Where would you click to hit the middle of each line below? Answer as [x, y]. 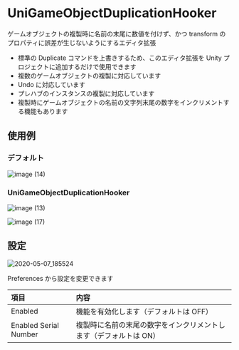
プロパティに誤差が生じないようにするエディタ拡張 [82, 42]
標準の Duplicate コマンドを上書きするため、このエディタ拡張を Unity [119, 58]
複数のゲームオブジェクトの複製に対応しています [89, 76]
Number [25, 334]
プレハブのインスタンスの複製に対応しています [86, 93]
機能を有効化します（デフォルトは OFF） [144, 312]
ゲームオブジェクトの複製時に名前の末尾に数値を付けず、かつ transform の [117, 34]
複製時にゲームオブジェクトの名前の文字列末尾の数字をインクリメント [121, 102]
